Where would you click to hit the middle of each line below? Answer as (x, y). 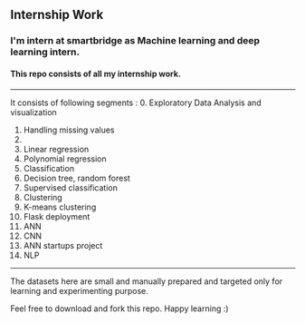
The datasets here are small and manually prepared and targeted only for (147, 281)
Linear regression (56, 149)
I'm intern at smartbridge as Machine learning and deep (135, 41)
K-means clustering (60, 207)
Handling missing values (69, 130)
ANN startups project (63, 245)
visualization (33, 112)
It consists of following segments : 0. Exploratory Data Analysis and (136, 103)
